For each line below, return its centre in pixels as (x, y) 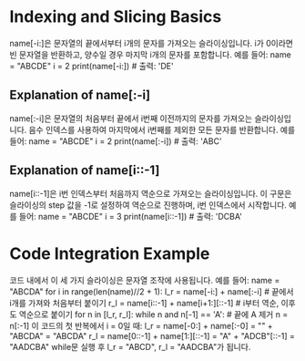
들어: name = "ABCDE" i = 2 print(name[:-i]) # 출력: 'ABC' (116, 141)
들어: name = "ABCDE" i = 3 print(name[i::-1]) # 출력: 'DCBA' (131, 216)
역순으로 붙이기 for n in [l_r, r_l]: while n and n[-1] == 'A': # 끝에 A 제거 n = (153, 314)
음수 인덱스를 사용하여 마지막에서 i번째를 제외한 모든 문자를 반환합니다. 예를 (162, 129)
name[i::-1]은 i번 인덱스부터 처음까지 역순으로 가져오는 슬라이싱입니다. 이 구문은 (151, 193)
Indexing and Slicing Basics (116, 17)
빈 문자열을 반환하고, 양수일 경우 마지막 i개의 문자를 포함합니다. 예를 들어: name (150, 54)
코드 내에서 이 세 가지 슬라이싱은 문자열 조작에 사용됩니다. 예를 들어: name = (145, 280)
